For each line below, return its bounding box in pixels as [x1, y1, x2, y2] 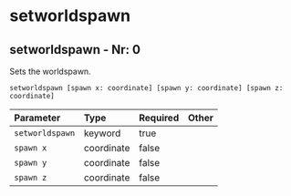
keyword [83, 127, 121, 139]
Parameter [14, 111, 61, 124]
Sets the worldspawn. [9, 66, 91, 77]
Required [139, 111, 180, 124]
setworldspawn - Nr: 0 [9, 42, 141, 57]
